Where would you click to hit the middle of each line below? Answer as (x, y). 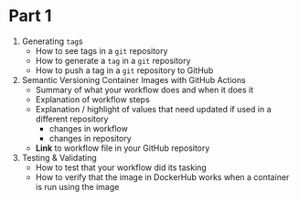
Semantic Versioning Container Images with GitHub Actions (133, 79)
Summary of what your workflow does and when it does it (144, 90)
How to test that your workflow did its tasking (121, 167)
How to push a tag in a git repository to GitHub (124, 70)
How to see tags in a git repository (101, 50)
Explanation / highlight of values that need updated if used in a (153, 109)
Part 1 (30, 16)
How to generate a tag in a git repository (113, 60)
